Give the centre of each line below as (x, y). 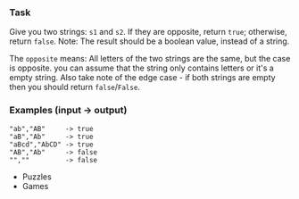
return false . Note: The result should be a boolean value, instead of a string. (149, 41)
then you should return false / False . (75, 87)
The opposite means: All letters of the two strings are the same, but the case (150, 59)
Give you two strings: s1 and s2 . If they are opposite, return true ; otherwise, (148, 32)
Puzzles (37, 177)
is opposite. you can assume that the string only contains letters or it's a (141, 68)
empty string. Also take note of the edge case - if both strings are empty (142, 78)
